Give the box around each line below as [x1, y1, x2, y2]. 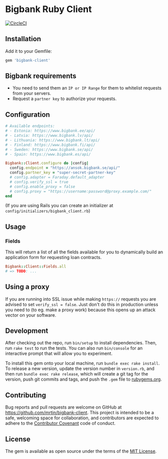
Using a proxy [5, 283, 49, 291]
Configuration [5, 110, 50, 119]
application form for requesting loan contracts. [5, 254, 102, 260]
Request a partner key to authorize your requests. [12, 96, 117, 102]
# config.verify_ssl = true [10, 179, 69, 185]
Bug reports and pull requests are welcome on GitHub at [5, 404, 122, 410]
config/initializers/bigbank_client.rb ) [5, 208, 91, 214]
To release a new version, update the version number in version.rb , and [5, 365, 155, 372]
